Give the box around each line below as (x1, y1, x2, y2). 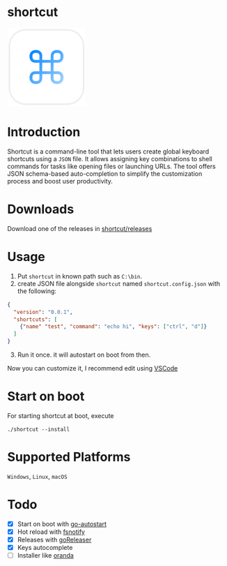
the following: (17, 287, 57, 295)
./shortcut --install (7, 426, 70, 433)
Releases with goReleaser (17, 535, 92, 544)
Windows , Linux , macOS (7, 472, 68, 480)
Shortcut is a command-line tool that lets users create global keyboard (7, 147, 210, 156)
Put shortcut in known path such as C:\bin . (17, 271, 143, 280)
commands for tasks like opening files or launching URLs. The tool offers (7, 162, 216, 170)
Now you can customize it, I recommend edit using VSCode (7, 364, 178, 372)
